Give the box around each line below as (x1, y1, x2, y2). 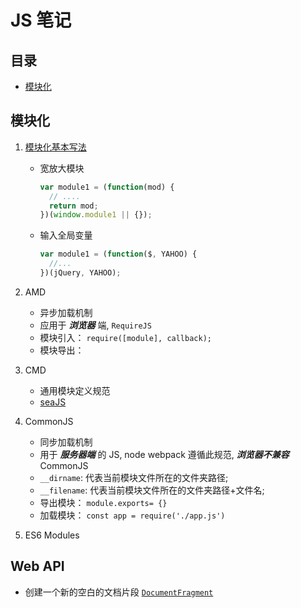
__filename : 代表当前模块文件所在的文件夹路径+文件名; (39, 484, 265, 496)
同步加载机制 (39, 436, 93, 448)
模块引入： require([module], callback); (39, 331, 212, 343)
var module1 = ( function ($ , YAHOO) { (39, 249, 198, 260)
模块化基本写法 (24, 141, 87, 153)
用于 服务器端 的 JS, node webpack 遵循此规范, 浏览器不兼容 (39, 448, 290, 460)
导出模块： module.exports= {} (39, 496, 168, 508)
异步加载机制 (39, 306, 93, 318)
